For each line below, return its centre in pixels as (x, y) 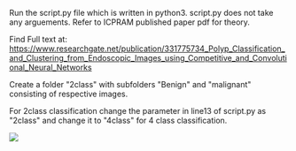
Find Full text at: (39, 39)
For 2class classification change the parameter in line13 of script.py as (138, 111)
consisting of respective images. (69, 94)
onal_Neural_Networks (51, 67)
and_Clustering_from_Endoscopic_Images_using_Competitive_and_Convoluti (148, 58)
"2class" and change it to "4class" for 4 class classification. (118, 120)
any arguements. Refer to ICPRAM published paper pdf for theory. (130, 22)
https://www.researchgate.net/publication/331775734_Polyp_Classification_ (147, 49)
